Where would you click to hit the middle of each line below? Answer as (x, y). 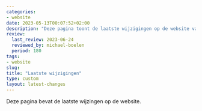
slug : (13, 67)
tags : (13, 56)
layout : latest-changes (36, 85)
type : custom (23, 79)
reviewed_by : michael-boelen (48, 46)
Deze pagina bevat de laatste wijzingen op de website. (74, 101)
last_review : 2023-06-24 (43, 40)
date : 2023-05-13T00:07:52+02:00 (48, 23)
